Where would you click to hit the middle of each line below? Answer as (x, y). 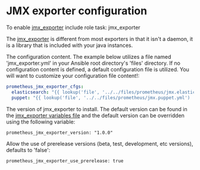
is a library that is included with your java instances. (70, 45)
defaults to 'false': (28, 150)
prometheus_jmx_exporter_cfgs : (45, 86)
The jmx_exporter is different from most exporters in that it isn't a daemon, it (100, 39)
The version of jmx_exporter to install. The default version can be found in (97, 109)
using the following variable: (41, 122)
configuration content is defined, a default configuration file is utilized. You (98, 69)
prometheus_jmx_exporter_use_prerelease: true (65, 161)
